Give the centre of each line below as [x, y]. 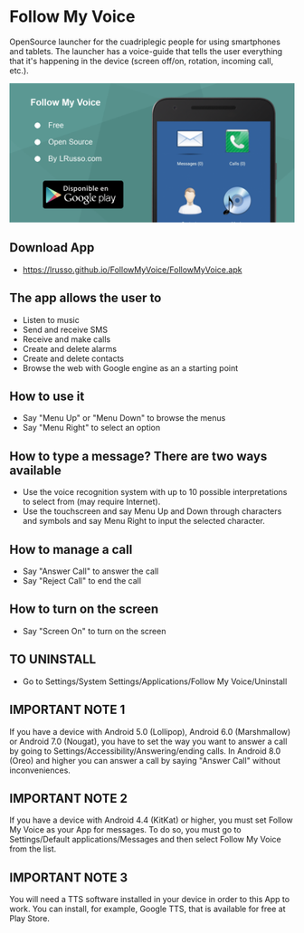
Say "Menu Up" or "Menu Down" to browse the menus [124, 418]
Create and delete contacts [73, 358]
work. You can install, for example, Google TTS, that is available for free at [147, 909]
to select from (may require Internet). [91, 502]
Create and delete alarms [70, 348]
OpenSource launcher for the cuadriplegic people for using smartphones [145, 42]
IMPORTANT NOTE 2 [69, 798]
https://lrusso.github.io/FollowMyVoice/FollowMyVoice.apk [132, 270]
